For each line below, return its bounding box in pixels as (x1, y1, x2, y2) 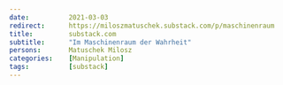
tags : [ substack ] (9, 63, 109, 72)
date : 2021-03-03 (9, 12, 109, 22)
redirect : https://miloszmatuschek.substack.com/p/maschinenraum (9, 21, 275, 30)
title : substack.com (9, 29, 117, 38)
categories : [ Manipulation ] (9, 54, 125, 63)
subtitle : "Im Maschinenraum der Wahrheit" (9, 37, 192, 47)
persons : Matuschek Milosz (9, 46, 133, 55)
